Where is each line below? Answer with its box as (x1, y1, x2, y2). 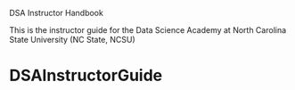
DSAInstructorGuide (9, 66, 163, 86)
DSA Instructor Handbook (9, 8, 104, 18)
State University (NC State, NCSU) (9, 35, 135, 45)
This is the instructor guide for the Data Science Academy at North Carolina (9, 25, 287, 35)
